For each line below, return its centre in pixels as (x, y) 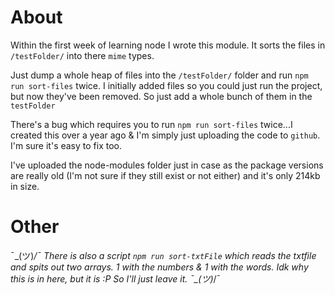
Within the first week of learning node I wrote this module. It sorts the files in (168, 45)
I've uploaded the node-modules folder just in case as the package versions (167, 165)
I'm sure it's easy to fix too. (66, 145)
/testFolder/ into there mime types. (82, 55)
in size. (25, 186)
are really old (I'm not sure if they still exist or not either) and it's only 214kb (165, 175)
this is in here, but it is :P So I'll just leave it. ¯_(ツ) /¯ (116, 278)
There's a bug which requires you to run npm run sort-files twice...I (151, 124)
